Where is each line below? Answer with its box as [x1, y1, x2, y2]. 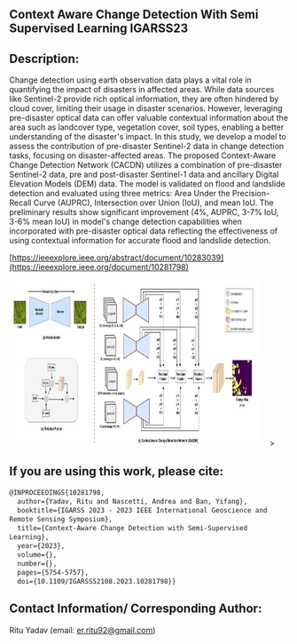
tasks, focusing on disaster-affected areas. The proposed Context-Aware [9, 150, 277, 161]
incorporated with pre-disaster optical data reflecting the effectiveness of [9, 226, 278, 236]
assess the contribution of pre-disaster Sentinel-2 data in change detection [9, 141, 285, 152]
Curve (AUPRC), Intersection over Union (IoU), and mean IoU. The [33, 197, 274, 208]
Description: [9, 51, 80, 66]
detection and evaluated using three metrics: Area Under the [9, 188, 231, 199]
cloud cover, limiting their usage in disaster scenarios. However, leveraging [9, 103, 283, 114]
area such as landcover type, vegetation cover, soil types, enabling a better [9, 122, 285, 132]
